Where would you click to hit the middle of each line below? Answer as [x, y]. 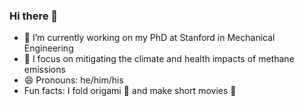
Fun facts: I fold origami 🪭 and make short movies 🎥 [130, 91]
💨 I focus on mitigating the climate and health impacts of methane [159, 59]
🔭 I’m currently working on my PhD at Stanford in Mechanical [149, 38]
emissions [44, 70]
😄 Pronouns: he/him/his [73, 80]
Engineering [48, 48]
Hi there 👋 [34, 16]
